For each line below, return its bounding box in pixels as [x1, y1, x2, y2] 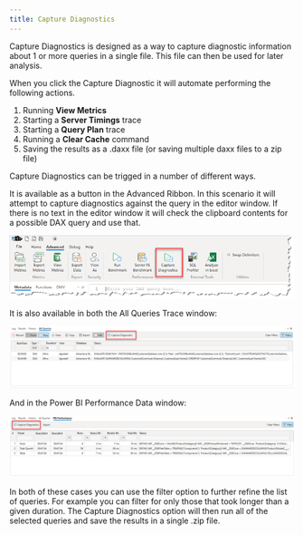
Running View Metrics [22, 104, 107, 115]
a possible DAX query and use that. [9, 217, 141, 228]
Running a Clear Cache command [22, 133, 149, 144]
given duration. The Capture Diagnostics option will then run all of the [9, 506, 269, 517]
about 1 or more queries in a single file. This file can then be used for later [9, 50, 284, 61]
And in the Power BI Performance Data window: [9, 397, 187, 408]
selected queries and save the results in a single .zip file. [9, 515, 221, 526]
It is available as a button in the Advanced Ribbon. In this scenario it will [9, 188, 276, 199]
